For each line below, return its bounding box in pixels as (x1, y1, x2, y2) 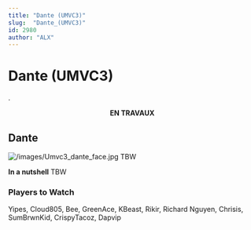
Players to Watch (8, 186, 75, 197)
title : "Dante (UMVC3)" (8, 11, 87, 20)
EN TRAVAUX (109, 108, 155, 118)
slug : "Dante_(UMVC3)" (8, 19, 87, 27)
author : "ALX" (8, 33, 55, 42)
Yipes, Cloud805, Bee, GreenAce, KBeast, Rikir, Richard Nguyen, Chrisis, (8, 205, 244, 214)
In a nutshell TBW (8, 167, 67, 177)
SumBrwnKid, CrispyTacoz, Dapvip (8, 213, 122, 222)
